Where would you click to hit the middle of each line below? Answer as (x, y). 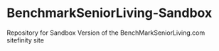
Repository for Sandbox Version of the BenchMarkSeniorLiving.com (106, 33)
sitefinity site (25, 40)
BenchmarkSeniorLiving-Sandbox (109, 13)
